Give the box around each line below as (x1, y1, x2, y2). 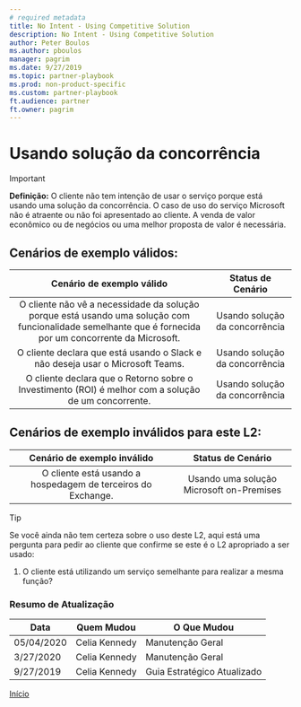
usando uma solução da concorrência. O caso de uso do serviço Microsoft (9, 200, 285, 211)
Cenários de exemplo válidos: (9, 245, 179, 260)
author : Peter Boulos (9, 38, 90, 48)
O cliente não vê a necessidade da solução (19, 298, 200, 310)
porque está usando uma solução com (28, 310, 191, 321)
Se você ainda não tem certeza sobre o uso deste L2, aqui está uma (9, 529, 261, 540)
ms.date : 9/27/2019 (9, 64, 82, 73)
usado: (9, 548, 35, 559)
